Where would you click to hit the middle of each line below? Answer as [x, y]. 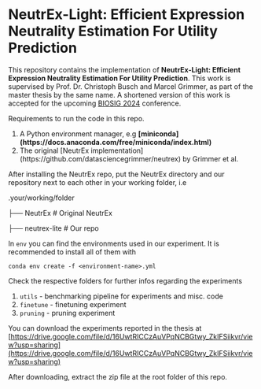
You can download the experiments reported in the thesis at [105, 328]
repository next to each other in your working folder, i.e [97, 182]
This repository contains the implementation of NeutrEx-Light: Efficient [125, 69]
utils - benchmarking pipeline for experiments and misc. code [121, 296]
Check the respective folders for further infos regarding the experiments [125, 280]
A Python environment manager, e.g [78, 133]
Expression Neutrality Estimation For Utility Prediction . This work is [119, 78]
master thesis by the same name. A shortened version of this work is [119, 94]
